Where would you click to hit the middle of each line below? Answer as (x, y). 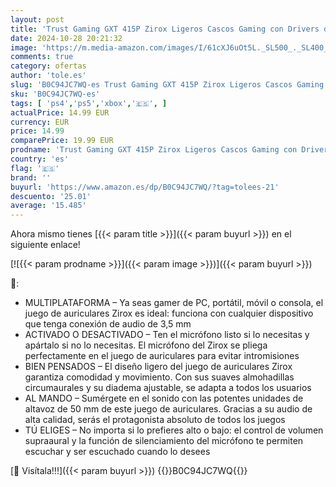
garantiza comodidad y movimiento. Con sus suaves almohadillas (159, 377)
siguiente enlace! (45, 245)
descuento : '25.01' (51, 196)
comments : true (42, 57)
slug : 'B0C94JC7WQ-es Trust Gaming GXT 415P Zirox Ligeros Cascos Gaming (167, 85)
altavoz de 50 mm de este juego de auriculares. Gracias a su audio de (168, 409)
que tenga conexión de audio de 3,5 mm (108, 324)
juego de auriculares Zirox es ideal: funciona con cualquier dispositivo (169, 313)
